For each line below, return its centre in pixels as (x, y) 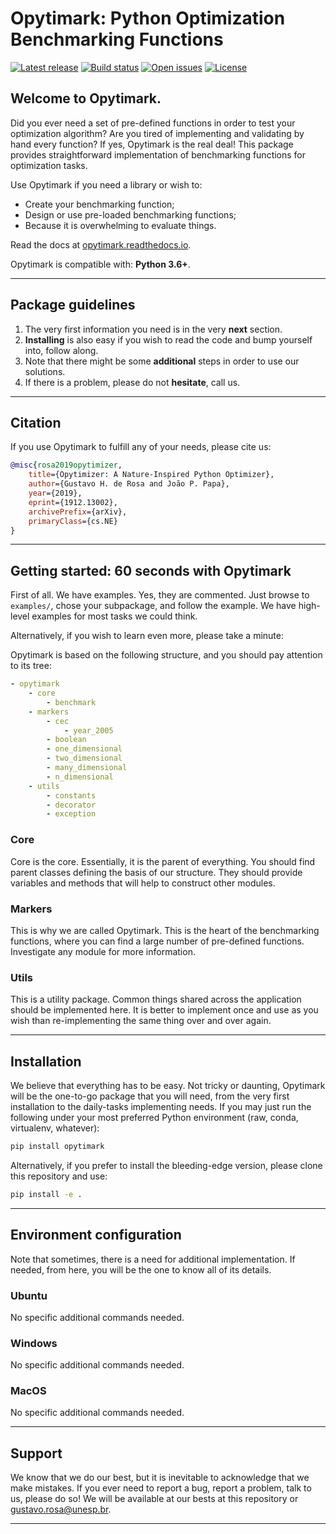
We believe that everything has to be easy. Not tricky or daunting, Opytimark (168, 1086)
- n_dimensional (80, 777)
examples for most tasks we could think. (114, 616)
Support (36, 1453)
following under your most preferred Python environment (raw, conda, (154, 1118)
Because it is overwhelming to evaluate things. (120, 225)
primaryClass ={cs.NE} (73, 521)
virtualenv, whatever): (55, 1128)
